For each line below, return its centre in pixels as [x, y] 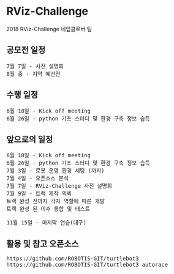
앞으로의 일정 [30, 139]
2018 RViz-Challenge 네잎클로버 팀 [49, 29]
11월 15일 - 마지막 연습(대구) [47, 223]
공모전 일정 [26, 50]
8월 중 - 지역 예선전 [33, 74]
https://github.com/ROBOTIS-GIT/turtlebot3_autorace [87, 265]
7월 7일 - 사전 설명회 [35, 66]
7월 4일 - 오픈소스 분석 [38, 178]
